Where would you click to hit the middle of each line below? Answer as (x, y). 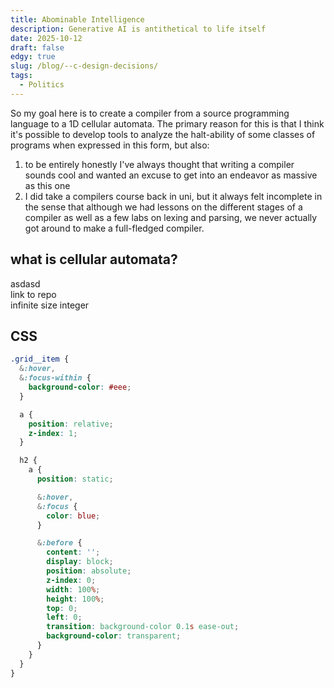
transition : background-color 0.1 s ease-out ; (143, 627)
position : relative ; (71, 424)
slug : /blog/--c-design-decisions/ (84, 66)
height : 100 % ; (75, 599)
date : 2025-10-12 (46, 38)
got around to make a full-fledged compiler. (114, 228)
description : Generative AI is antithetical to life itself (138, 29)
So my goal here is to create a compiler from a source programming (150, 113)
